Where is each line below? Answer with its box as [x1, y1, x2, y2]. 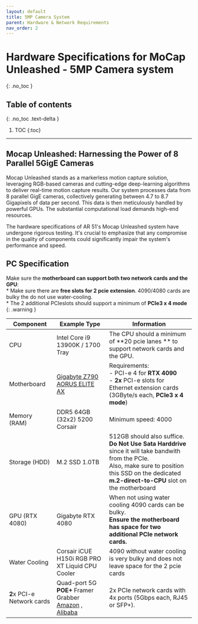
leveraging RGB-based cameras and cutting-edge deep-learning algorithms [6, 180, 190, 187]
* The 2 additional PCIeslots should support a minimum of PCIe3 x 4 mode [6, 299, 187, 306]
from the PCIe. [108, 454, 149, 463]
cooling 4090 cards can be [108, 500, 184, 509]
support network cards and [108, 344, 184, 352]
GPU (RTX [9, 511, 38, 520]
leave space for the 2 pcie [108, 562, 181, 570]
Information [132, 319, 166, 328]
